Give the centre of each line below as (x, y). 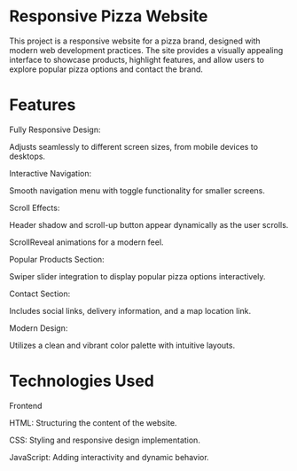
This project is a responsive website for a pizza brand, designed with (135, 41)
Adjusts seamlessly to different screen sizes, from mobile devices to (134, 146)
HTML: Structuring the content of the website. (93, 422)
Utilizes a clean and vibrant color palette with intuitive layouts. (122, 345)
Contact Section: (40, 294)
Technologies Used (82, 381)
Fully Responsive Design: (55, 130)
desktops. (27, 156)
